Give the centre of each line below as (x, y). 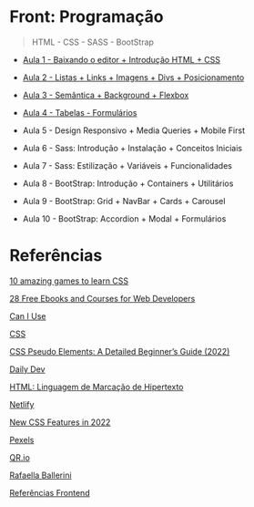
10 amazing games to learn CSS (69, 281)
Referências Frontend (50, 492)
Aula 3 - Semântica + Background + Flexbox (106, 95)
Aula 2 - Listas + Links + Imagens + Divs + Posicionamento (133, 77)
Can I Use (28, 316)
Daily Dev (27, 369)
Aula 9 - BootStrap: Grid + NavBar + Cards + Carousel (124, 201)
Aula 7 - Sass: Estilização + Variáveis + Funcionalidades (127, 165)
